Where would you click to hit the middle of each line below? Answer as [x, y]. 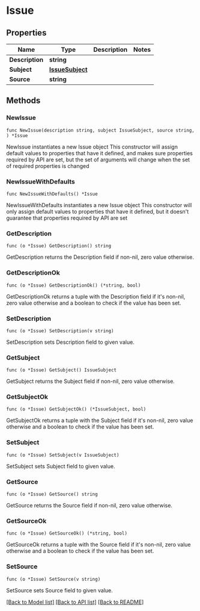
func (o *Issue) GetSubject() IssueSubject [62, 370]
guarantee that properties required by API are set [67, 218]
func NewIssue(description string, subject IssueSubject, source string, [101, 130]
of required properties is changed [48, 166]
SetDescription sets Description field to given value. [71, 342]
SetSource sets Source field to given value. [59, 590]
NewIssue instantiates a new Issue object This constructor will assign [92, 147]
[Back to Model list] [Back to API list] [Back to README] [75, 602]
